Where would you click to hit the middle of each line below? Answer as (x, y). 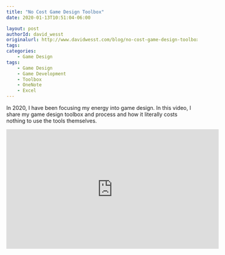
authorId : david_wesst (35, 34)
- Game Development (42, 73)
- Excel (27, 91)
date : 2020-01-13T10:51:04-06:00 (49, 18)
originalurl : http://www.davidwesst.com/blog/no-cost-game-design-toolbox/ (104, 40)
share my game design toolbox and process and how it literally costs (92, 114)
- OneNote (30, 85)
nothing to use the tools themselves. (52, 121)
